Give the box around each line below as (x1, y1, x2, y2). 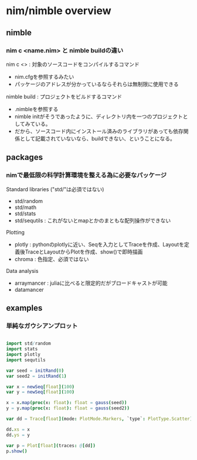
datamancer (14, 286, 44, 293)
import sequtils (6, 357, 46, 363)
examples (6, 303, 43, 313)
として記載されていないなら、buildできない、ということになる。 (19, 135, 176, 142)
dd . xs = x (6, 426, 30, 432)
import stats (6, 346, 38, 352)
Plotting (6, 228, 25, 236)
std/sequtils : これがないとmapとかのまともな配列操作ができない (14, 216, 171, 224)
